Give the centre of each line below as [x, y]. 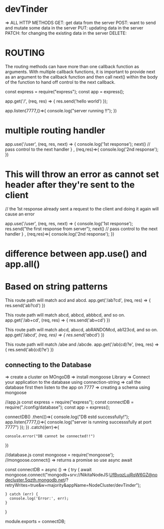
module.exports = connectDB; [35, 521]
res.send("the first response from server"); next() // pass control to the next [81, 229]
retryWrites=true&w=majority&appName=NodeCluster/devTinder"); [73, 485]
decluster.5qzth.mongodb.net [35, 480]
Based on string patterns [56, 287]
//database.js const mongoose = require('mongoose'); [60, 454]
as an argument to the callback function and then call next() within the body [82, 77]
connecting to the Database [48, 365]
